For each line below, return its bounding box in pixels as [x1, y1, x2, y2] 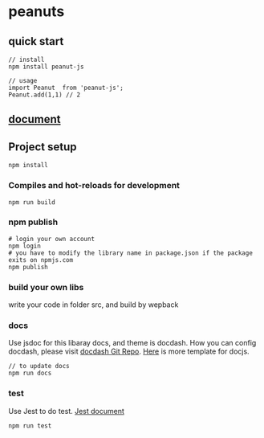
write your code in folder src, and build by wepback [8, 300, 179, 309]
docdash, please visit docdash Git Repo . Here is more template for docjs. [8, 346, 250, 356]
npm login [8, 242, 42, 250]
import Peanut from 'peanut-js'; [8, 84, 124, 92]
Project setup [8, 140, 78, 154]
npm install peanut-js [8, 63, 84, 71]
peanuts [8, 2, 65, 21]
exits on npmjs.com [8, 256, 74, 264]
